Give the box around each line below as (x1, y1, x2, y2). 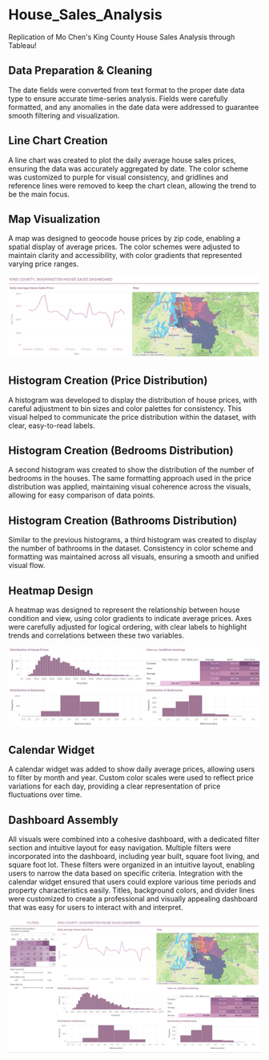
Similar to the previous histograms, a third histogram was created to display (8, 535, 258, 545)
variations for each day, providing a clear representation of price (8, 781, 221, 791)
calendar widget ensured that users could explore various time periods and (8, 877, 256, 887)
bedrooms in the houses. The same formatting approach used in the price (8, 474, 252, 483)
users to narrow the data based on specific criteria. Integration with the (8, 869, 243, 878)
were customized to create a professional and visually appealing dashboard (8, 894, 258, 904)
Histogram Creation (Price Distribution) (8, 374, 208, 388)
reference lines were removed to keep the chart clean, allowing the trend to (8, 180, 257, 190)
